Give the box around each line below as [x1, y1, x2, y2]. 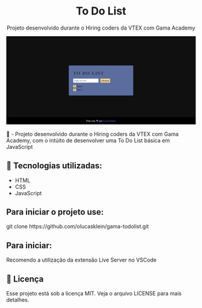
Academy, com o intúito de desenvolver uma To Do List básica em [6, 137, 170, 144]
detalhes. [6, 296, 29, 303]
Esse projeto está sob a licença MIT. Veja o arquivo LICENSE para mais [6, 289, 182, 297]
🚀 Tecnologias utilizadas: [6, 161, 102, 171]
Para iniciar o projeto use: [6, 207, 104, 217]
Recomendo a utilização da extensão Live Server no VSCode [6, 256, 157, 263]
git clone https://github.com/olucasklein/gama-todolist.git [6, 223, 149, 230]
